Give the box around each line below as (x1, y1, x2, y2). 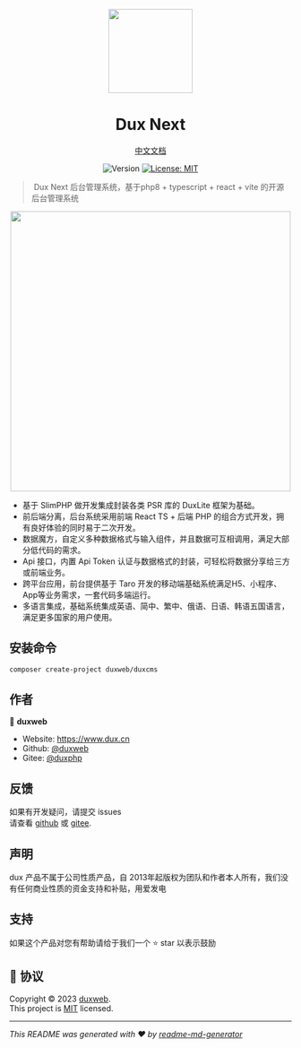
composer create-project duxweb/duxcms (9, 664, 159, 674)
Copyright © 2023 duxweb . (9, 993, 111, 1004)
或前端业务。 (21, 567, 70, 577)
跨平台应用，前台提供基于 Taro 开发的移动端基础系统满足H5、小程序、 (21, 578, 282, 589)
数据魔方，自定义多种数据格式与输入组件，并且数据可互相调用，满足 (21, 533, 274, 544)
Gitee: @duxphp (21, 753, 82, 764)
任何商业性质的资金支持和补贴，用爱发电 (16, 883, 167, 894)
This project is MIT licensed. (9, 1002, 114, 1013)
